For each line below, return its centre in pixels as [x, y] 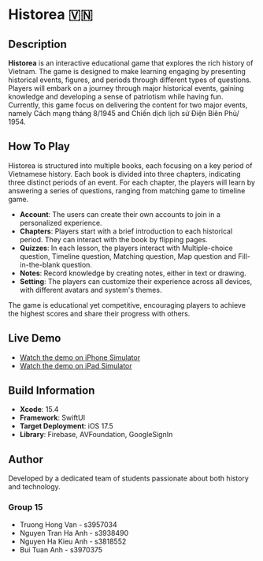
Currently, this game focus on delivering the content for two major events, [128, 105]
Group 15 [26, 507]
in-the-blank [40, 264]
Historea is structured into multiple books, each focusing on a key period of [130, 165]
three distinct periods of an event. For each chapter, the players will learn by [132, 182]
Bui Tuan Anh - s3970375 [61, 549]
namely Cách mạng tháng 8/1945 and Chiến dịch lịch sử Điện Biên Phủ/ [124, 113]
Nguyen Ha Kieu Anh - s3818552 [73, 541]
